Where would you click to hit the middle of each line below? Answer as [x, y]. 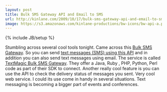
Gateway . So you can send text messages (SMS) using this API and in [76, 53]
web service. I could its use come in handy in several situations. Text [75, 79]
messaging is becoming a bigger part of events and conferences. [72, 85]
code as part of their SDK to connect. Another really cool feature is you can [82, 69]
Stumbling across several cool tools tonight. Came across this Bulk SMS [79, 47]
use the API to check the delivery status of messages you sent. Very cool [80, 74]
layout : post [19, 10]
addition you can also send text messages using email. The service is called [83, 58]
